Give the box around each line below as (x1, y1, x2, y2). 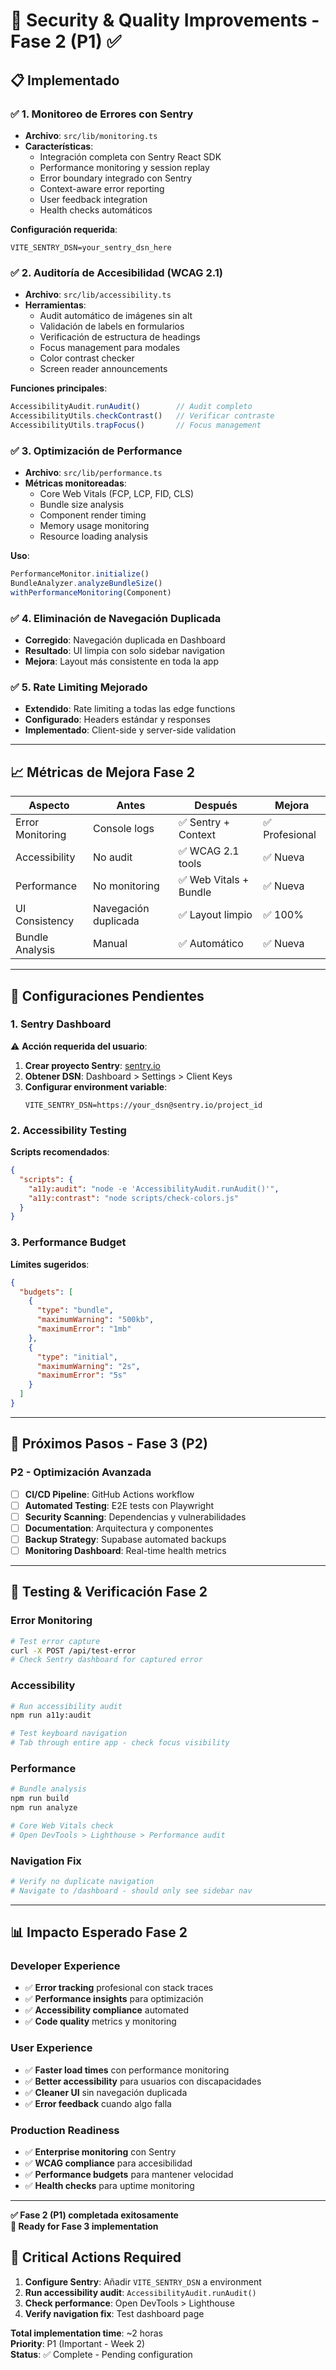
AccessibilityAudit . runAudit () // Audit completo (10, 402, 253, 412)
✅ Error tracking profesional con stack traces (24, 1982, 214, 1994)
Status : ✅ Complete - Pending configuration (10, 2348, 193, 2360)
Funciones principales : (10, 382, 108, 394)
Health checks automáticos (39, 204, 153, 216)
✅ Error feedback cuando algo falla (24, 2097, 172, 2109)
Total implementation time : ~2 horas (10, 2327, 163, 2339)
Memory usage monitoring (39, 520, 150, 532)
